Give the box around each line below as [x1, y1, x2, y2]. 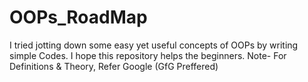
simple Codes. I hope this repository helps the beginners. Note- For [9, 49, 287, 61]
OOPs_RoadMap [9, 6, 148, 29]
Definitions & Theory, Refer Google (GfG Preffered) [9, 60, 219, 72]
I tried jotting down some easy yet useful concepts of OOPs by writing [9, 39, 299, 51]
